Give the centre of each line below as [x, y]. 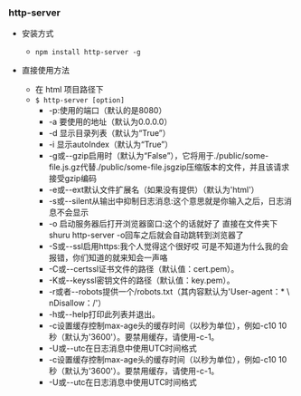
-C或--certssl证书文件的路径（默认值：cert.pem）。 [144, 269]
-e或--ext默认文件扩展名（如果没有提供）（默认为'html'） [154, 190]
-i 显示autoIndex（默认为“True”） [111, 145]
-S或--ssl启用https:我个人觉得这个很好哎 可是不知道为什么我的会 [169, 246]
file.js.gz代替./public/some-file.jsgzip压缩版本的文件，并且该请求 [169, 167]
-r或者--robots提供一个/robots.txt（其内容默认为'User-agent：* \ [169, 292]
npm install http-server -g [88, 53]
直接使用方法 [45, 71]
